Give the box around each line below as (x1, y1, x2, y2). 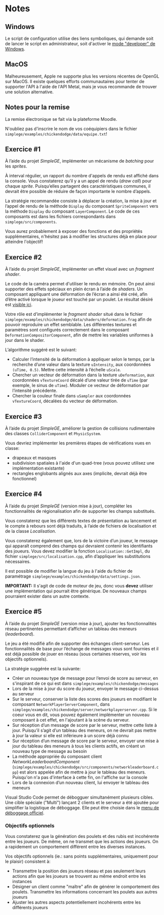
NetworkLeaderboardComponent (12, 758, 80, 764)
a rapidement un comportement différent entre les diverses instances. (5, 843, 146, 850)
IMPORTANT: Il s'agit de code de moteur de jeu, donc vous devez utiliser (5, 582, 153, 588)
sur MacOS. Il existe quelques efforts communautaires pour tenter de (5, 78, 144, 84)
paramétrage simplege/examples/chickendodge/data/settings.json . (5, 573, 141, 579)
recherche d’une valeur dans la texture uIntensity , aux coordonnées (12, 361, 151, 367)
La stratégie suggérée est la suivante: (5, 665, 81, 671)
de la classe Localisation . (5, 528, 56, 534)
